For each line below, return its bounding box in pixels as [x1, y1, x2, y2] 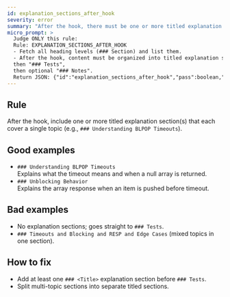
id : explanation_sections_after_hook [7, 10, 115, 17]
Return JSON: [13, 73, 51, 81]
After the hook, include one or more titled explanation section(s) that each [7, 117, 216, 125]
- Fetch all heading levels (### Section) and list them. [13, 49, 183, 55]
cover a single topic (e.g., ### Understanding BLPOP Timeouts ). [7, 125, 183, 133]
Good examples [7, 144, 75, 156]
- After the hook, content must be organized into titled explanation [13, 55, 219, 62]
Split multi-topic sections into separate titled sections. [16, 282, 169, 290]
